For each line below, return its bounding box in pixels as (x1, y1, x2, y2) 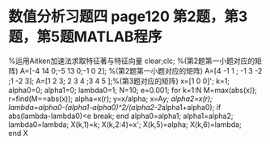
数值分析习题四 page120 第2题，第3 (8, 7, 248, 26)
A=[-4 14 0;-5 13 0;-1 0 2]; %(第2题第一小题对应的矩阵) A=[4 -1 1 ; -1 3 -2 (19, 66, 263, 75)
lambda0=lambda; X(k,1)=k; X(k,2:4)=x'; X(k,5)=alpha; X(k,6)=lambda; (8, 119, 243, 129)
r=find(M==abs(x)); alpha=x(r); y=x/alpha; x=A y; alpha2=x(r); (8, 94, 213, 104)
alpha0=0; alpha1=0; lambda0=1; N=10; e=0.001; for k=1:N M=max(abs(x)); (8, 85, 257, 95)
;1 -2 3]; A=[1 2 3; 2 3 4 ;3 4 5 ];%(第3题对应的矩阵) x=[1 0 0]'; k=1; (8, 76, 230, 86)
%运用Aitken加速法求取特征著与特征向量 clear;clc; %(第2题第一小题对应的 (8, 56, 255, 66)
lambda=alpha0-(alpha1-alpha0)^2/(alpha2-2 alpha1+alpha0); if (8, 102, 221, 112)
